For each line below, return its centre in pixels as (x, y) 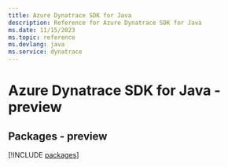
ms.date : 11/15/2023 (42, 30)
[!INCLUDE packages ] (44, 155)
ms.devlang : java (37, 45)
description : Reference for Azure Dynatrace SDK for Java (105, 23)
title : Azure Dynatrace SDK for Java (70, 15)
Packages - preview (58, 136)
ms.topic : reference (42, 37)
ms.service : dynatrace (45, 52)
